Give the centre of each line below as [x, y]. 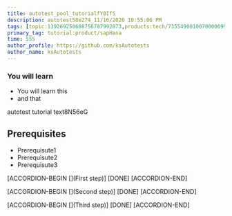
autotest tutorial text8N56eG [48, 112]
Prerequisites [37, 134]
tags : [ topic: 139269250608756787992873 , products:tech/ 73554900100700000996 [118, 26]
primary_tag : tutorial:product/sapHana [65, 33]
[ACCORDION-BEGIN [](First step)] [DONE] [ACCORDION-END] [97, 178]
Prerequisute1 [37, 150]
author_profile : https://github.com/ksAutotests [78, 46]
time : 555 [21, 39]
